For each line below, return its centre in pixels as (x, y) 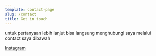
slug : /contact (21, 14)
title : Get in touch (27, 19)
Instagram (15, 48)
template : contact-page (30, 10)
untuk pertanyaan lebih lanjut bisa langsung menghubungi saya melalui (78, 33)
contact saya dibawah (28, 38)
